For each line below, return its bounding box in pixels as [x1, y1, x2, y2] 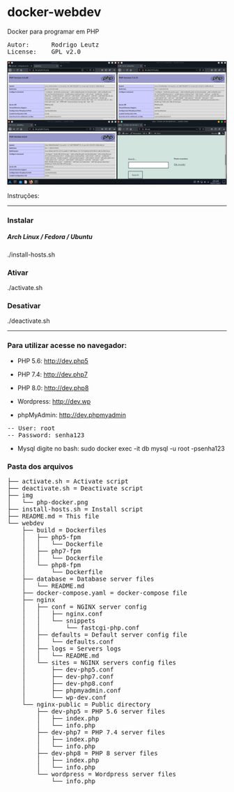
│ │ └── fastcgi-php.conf [22, 624, 140, 632]
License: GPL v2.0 [7, 47, 81, 56]
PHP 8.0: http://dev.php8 [17, 383, 89, 392]
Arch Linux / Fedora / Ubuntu [7, 233, 93, 241]
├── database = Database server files [22, 575, 155, 583]
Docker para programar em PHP [7, 27, 100, 36]
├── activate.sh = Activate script [7, 478, 129, 485]
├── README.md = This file [7, 512, 100, 520]
